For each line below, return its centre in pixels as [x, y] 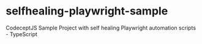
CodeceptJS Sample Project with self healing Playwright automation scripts [101, 28]
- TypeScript [22, 34]
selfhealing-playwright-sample [87, 11]
